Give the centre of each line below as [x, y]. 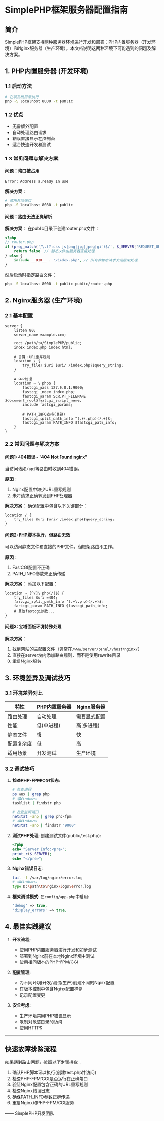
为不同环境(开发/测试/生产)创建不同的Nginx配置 [67, 982]
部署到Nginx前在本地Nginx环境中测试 [57, 956]
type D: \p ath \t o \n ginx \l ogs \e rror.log [51, 887]
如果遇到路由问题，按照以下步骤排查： [43, 1062]
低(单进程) [49, 725]
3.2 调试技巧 [20, 769]
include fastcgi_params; [48, 405]
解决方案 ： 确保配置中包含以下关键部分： [46, 506]
